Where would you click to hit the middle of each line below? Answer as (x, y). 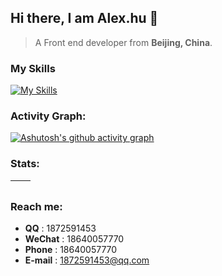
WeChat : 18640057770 (74, 239)
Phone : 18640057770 (71, 249)
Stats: (25, 164)
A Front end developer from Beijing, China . (123, 42)
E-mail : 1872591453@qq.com (87, 260)
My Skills (33, 68)
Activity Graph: (48, 116)
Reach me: (36, 206)
